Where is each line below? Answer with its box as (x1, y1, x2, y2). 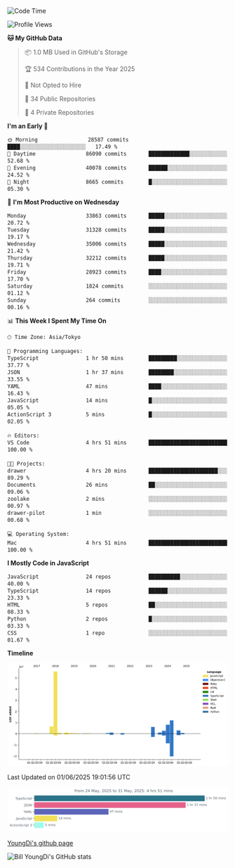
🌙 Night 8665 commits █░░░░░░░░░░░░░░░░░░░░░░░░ (7, 179, 228, 186)
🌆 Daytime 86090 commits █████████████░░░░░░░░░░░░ (7, 151, 228, 158)
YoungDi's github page (7, 839, 74, 848)
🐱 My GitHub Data (7, 34, 63, 42)
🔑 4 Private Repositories (24, 108, 95, 116)
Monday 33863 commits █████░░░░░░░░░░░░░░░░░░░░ (7, 212, 228, 219)
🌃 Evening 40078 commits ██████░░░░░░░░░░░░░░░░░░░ (7, 165, 228, 172)
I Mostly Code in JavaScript (7, 559, 90, 567)
